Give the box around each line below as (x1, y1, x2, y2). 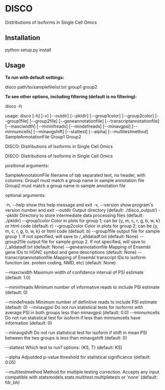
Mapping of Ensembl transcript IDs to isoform (53, 254, 146, 260)
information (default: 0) (5, 320, 52, 326)
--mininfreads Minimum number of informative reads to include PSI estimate (5, 284, 160, 290)
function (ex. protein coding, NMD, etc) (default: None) (5, 259, 116, 265)
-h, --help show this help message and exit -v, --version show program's (5, 201, 154, 208)
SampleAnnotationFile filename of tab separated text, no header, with (5, 172, 146, 178)
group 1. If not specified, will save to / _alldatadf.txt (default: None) (5, 233, 139, 239)
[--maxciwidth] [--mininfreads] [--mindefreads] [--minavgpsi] (5, 123, 131, 129)
